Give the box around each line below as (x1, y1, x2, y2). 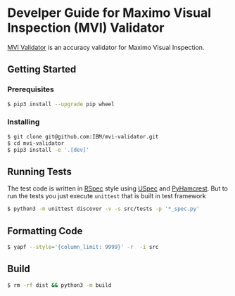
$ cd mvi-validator (7, 139, 65, 147)
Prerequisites (7, 84, 54, 94)
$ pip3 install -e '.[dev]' (7, 146, 90, 153)
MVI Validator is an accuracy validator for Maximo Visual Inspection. (7, 43, 205, 51)
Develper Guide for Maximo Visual (7, 5, 212, 21)
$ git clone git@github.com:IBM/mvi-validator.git (7, 133, 159, 140)
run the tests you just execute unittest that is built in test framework (7, 192, 206, 200)
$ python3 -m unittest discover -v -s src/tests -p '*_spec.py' (7, 205, 200, 212)
